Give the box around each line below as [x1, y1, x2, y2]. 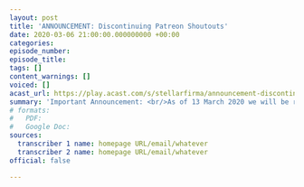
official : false [9, 155, 71, 165]
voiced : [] [9, 80, 51, 89]
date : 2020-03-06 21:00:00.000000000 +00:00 [9, 30, 180, 39]
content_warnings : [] [9, 72, 91, 81]
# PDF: [9, 114, 43, 123]
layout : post [9, 13, 59, 23]
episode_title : [9, 55, 67, 64]
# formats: [9, 106, 51, 115]
